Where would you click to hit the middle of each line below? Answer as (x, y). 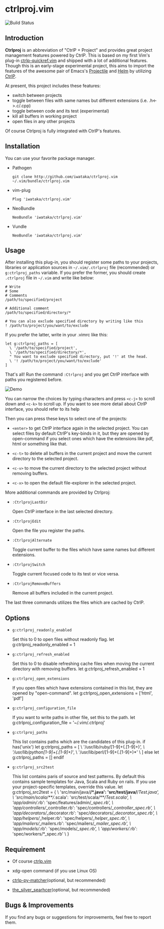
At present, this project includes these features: (53, 86)
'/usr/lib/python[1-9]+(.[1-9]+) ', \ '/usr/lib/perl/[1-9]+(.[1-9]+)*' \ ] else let (85, 752)
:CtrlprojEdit (26, 522)
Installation (23, 146)
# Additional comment (27, 308)
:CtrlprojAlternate (32, 540)
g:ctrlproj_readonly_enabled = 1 (44, 645)
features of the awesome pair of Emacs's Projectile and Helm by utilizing (78, 71)
